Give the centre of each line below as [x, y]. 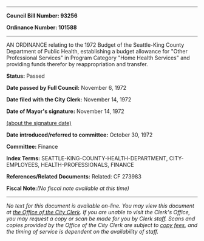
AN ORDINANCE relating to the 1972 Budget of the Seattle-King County [95, 45]
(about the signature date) [39, 123]
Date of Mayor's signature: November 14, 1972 [65, 111]
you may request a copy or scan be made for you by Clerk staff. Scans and [101, 219]
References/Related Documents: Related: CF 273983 [74, 176]
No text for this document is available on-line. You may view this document [100, 206]
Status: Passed [26, 76]
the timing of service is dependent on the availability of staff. [83, 232]
